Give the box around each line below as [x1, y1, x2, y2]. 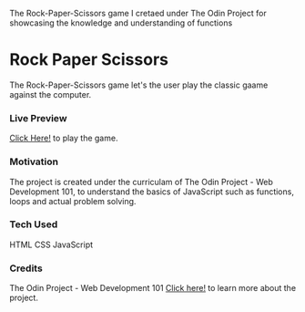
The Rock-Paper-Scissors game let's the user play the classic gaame [9, 79, 269, 90]
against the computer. [9, 88, 92, 99]
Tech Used [9, 218, 58, 231]
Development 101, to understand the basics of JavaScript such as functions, [9, 186, 294, 197]
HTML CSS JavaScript [9, 239, 94, 250]
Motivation [9, 155, 59, 168]
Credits [9, 262, 43, 275]
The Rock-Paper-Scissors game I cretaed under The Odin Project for [9, 8, 267, 18]
